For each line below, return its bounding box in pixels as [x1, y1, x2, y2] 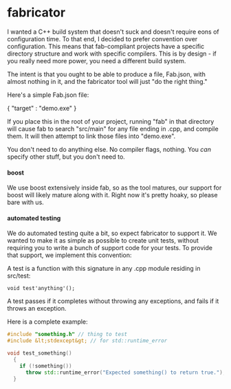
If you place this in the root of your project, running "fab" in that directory [7, 117, 214, 125]
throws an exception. [7, 304, 67, 313]
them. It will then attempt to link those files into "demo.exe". [7, 132, 176, 140]
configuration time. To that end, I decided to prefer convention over [7, 34, 198, 43]
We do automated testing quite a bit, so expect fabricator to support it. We [7, 229, 218, 238]
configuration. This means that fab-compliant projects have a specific [7, 42, 205, 50]
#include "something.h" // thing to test [7, 331, 128, 338]
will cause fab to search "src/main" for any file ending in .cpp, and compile [7, 124, 219, 133]
